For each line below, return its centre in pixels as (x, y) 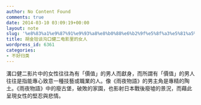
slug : (13, 34)
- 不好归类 (18, 56)
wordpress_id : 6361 (31, 45)
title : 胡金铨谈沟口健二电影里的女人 (47, 39)
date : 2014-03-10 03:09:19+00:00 (48, 23)
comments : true (25, 17)
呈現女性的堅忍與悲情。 (35, 96)
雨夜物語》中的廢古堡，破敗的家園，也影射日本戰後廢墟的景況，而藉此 (106, 88)
